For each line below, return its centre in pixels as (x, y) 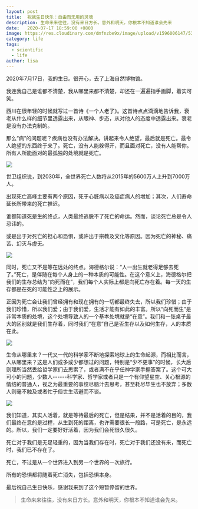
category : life (25, 39)
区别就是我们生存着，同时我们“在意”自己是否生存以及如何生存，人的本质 (104, 323)
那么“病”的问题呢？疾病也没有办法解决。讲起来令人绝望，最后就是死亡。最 (96, 138)
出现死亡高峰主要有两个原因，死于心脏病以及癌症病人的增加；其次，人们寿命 (99, 196)
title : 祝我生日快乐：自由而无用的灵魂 (49, 17)
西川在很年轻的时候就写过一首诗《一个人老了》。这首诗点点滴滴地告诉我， (95, 111)
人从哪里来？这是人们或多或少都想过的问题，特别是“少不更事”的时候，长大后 (99, 362)
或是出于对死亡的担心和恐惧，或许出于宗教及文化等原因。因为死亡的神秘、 (96, 236)
